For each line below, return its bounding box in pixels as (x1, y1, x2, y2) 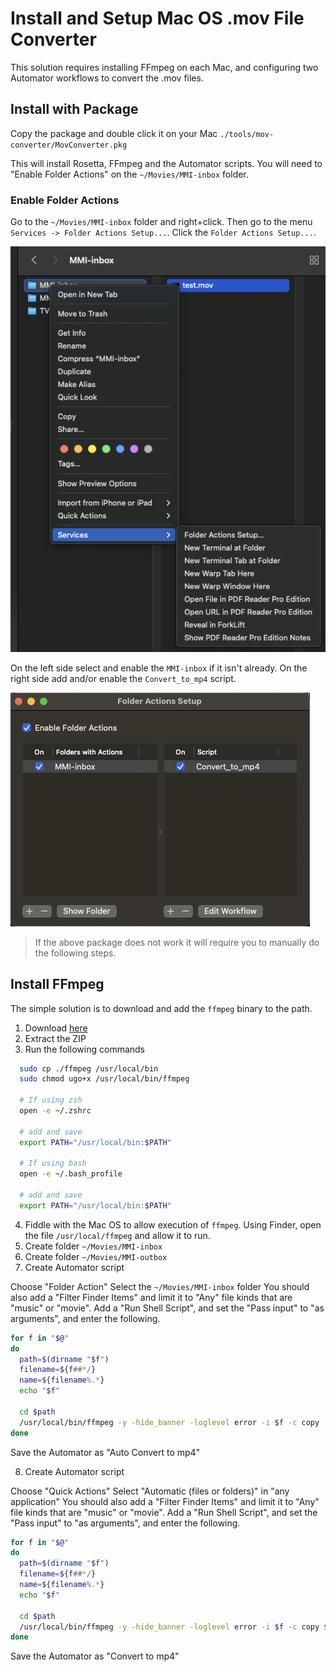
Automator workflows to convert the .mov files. (10, 72, 204, 84)
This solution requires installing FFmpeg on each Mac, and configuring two (10, 61, 319, 73)
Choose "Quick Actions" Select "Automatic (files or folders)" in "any (10, 1485, 290, 1497)
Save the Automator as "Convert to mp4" (10, 1650, 180, 1662)
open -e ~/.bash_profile (19, 1169, 123, 1179)
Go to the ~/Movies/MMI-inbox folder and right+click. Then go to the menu (10, 216, 313, 228)
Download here (24, 1022, 88, 1034)
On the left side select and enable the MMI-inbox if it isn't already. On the (10, 662, 308, 674)
